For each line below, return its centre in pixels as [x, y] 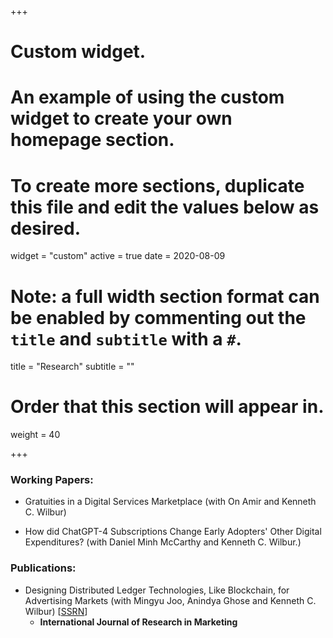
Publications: [43, 568]
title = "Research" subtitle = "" [72, 367]
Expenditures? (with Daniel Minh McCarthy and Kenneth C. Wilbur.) [163, 542]
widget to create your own [121, 118]
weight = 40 [35, 435]
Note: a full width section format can [165, 296]
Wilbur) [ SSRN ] [56, 611]
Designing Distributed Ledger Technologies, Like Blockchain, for [157, 590]
